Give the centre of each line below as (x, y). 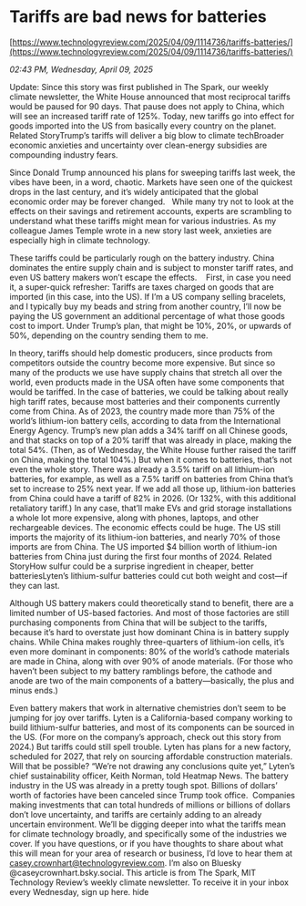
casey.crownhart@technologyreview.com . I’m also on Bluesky (126, 862)
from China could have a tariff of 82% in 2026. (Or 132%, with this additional (153, 498)
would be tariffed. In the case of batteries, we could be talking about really (149, 391)
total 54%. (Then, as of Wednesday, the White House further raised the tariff (153, 449)
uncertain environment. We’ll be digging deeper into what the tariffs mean (148, 824)
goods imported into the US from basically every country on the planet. (143, 126)
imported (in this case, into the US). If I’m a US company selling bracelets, (148, 296)
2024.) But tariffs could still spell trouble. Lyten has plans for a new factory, (150, 746)
